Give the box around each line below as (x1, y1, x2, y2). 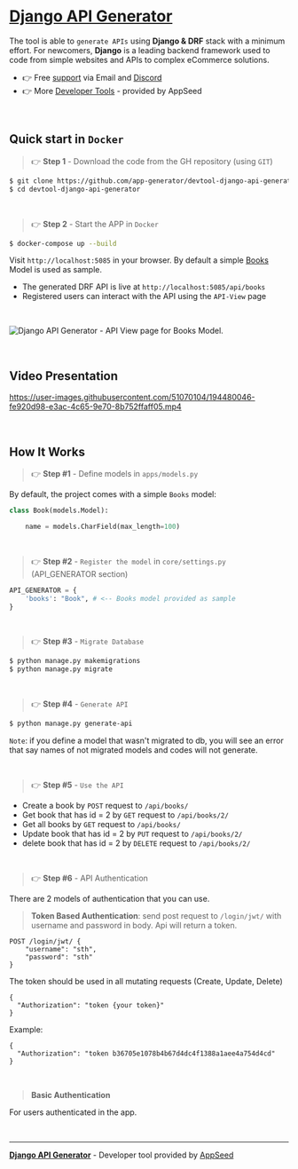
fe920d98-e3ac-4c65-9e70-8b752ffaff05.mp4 (9, 401, 182, 412)
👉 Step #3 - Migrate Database (30, 636, 145, 647)
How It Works (9, 444, 86, 459)
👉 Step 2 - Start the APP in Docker (30, 218, 160, 229)
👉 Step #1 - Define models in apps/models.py (30, 469, 199, 478)
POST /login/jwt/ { (9, 937, 82, 946)
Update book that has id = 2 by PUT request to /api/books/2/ (21, 828, 243, 839)
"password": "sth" (25, 952, 93, 961)
